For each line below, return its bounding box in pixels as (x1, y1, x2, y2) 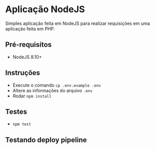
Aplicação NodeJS (5, 4, 85, 15)
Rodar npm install (12, 93, 52, 99)
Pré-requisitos (5, 41, 52, 49)
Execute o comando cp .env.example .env (12, 82, 101, 88)
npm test (12, 122, 31, 127)
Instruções (5, 68, 41, 77)
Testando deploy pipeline (5, 135, 87, 144)
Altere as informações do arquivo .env (12, 87, 93, 93)
